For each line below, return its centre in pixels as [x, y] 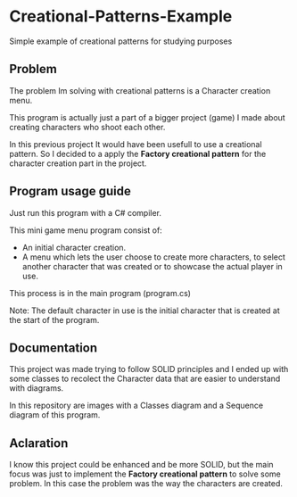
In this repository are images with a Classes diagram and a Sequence [136, 406]
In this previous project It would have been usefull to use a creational [136, 144]
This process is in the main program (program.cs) [100, 293]
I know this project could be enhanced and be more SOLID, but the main [141, 465]
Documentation [54, 348]
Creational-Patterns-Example [121, 17]
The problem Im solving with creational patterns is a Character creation [140, 90]
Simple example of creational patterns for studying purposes [121, 41]
